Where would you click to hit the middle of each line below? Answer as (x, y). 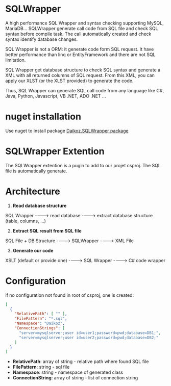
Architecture (33, 191)
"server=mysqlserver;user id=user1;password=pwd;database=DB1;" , (90, 333)
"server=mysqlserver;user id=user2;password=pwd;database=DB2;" (89, 338)
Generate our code (33, 250)
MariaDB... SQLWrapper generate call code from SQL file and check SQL (82, 28)
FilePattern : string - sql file (41, 367)
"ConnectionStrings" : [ (40, 328)
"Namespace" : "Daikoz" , (40, 324)
